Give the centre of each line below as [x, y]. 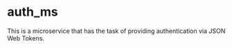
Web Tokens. [26, 38]
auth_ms [33, 12]
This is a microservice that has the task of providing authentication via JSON [116, 31]
